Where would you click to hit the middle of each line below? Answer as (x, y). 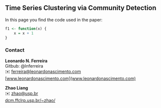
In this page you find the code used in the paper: (54, 19)
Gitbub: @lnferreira (24, 66)
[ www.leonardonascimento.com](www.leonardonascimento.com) (71, 78)
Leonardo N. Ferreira (26, 61)
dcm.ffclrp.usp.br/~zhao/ (30, 100)
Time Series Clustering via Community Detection (81, 8)
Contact (15, 50)
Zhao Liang (17, 88)
